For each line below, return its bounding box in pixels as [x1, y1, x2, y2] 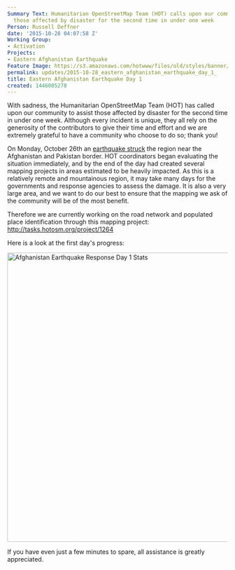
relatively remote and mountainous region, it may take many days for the [7, 175, 216, 183]
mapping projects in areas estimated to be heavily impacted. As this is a [7, 167, 215, 175]
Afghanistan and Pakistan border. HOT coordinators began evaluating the [7, 152, 218, 161]
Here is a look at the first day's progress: [7, 239, 124, 247]
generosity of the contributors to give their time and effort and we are [7, 123, 208, 132]
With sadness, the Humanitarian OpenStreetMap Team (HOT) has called [7, 101, 215, 109]
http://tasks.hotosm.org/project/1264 [7, 225, 114, 233]
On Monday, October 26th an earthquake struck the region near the [7, 144, 202, 153]
